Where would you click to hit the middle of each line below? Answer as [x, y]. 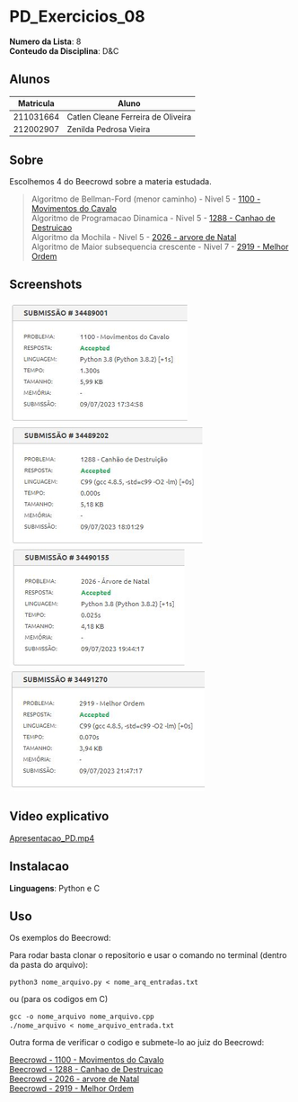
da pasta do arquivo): [48, 965]
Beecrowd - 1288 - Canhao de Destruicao [86, 1070]
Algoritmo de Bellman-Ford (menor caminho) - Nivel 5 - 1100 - [146, 199]
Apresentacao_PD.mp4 [52, 838]
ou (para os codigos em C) [59, 999]
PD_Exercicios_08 [77, 17]
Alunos [30, 80]
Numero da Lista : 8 [45, 41]
